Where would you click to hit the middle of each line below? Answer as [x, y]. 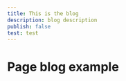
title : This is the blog [43, 13]
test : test [23, 33]
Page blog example [63, 67]
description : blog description [52, 20]
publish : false [29, 26]
